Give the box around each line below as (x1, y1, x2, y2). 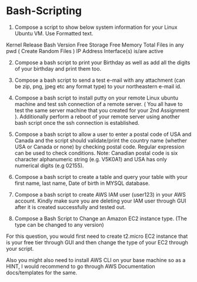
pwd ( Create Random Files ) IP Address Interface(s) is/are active (6, 47, 163, 54)
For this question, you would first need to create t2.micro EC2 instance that (6, 233, 188, 240)
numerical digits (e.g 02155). (14, 162, 84, 169)
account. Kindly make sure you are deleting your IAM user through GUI (14, 197, 186, 204)
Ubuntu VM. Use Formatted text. (14, 29, 94, 37)
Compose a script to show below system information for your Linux (14, 24, 178, 31)
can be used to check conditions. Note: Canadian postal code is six (14, 149, 178, 157)
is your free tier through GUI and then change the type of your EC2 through (6, 238, 188, 245)
